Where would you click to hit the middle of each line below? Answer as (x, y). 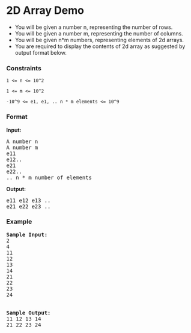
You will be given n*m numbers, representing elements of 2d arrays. (99, 40)
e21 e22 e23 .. (29, 206)
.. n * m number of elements (49, 177)
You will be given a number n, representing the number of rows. (94, 27)
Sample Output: (29, 313)
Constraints (24, 68)
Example (19, 222)
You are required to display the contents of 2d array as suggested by (100, 46)
